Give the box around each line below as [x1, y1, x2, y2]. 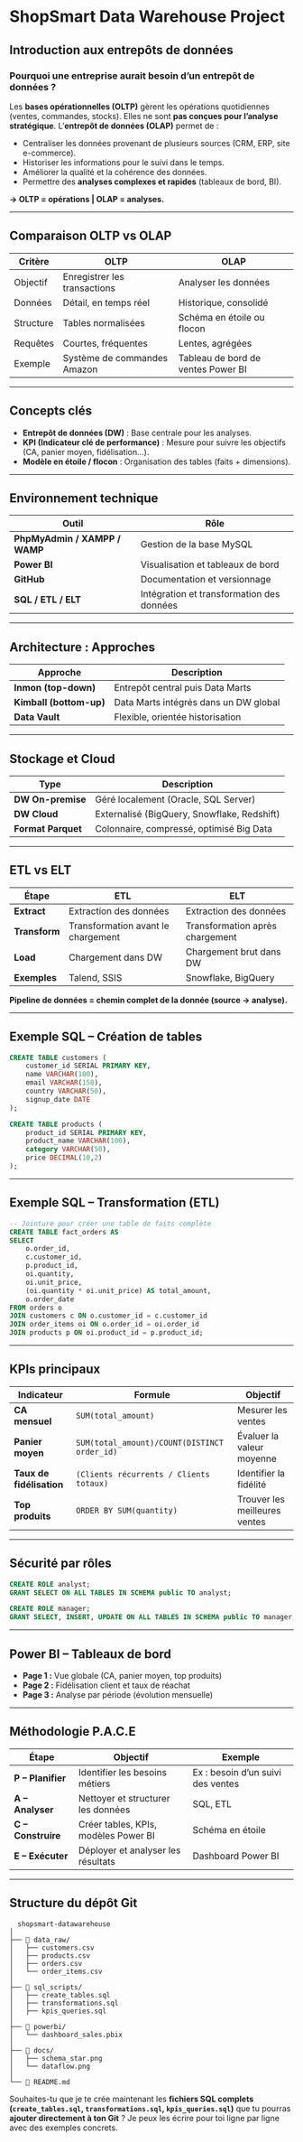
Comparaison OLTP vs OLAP [9, 228, 172, 244]
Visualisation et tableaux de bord [140, 558, 280, 571]
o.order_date [25, 1294, 75, 1304]
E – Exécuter [14, 1849, 69, 1862]
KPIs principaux [9, 1362, 101, 1377]
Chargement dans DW [69, 951, 163, 964]
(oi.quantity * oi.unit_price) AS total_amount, [25, 1286, 212, 1295]
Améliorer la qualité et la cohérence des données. [22, 166, 207, 177]
